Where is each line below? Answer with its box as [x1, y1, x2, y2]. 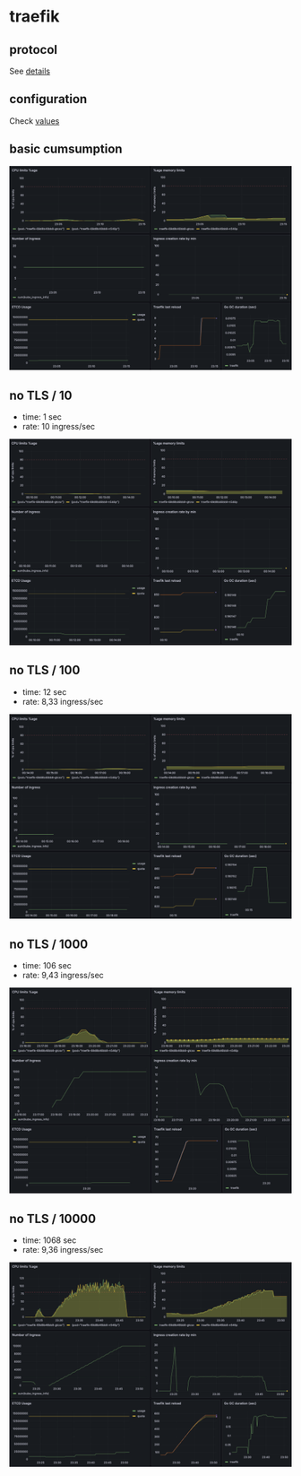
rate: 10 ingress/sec [21, 421, 96, 432]
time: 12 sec [21, 686, 67, 697]
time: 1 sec [21, 412, 63, 422]
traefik [9, 6, 60, 27]
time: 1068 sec [21, 1235, 77, 1246]
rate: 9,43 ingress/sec [21, 970, 105, 981]
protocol [9, 42, 58, 57]
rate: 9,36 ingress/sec [21, 1245, 104, 1255]
